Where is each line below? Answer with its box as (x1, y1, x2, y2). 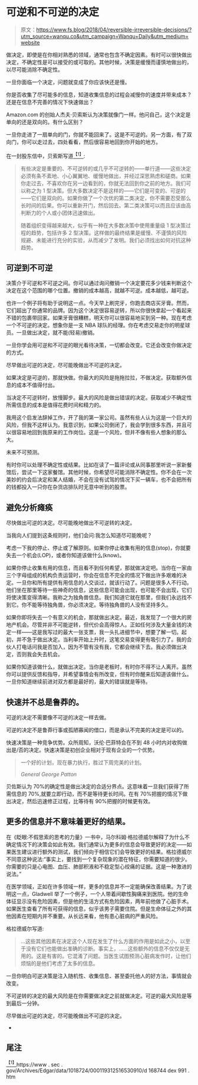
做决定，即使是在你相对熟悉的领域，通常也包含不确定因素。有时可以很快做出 (6, 51, 192, 58)
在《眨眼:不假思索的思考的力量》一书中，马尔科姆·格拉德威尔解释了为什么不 (6, 833, 190, 840)
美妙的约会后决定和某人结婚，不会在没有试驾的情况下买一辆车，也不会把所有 (6, 476, 192, 483)
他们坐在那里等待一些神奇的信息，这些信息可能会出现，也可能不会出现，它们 (6, 586, 192, 594)
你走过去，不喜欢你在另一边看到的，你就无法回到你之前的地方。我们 (20, 180, 186, 187)
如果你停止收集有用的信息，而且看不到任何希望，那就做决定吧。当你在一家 (6, 564, 187, 571)
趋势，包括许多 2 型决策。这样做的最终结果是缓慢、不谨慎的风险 (31, 229, 187, 236)
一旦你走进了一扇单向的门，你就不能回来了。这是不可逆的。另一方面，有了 (6, 131, 187, 138)
